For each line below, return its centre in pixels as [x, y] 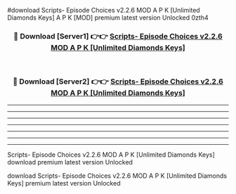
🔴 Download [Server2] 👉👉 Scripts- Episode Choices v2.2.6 [118, 82]
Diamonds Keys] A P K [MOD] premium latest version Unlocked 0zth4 [108, 18]
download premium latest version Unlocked [70, 162]
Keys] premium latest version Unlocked [64, 183]
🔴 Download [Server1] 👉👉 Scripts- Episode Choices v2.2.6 [118, 36]
